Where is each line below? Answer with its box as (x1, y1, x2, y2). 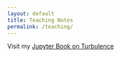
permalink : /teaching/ (7, 23, 73, 30)
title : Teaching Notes (7, 17, 73, 24)
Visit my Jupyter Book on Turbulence (7, 42, 114, 51)
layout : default (7, 10, 55, 17)
